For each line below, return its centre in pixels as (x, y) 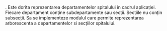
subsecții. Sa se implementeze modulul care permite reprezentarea (75, 18)
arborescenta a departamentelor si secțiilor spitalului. (60, 23)
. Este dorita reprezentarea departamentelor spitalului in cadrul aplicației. (80, 7)
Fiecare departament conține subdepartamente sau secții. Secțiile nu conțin (84, 12)
